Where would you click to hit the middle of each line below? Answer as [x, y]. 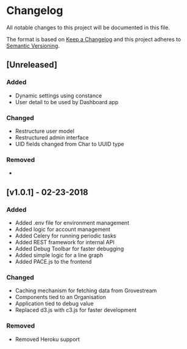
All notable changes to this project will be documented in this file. [88, 27]
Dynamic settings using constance [58, 96]
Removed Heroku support [48, 339]
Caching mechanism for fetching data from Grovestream [86, 291]
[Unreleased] [32, 65]
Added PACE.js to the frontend [53, 261]
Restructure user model [45, 131]
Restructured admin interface [52, 137]
